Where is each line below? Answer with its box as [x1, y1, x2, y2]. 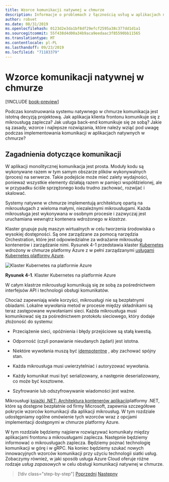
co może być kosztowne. [12, 378, 64, 384]
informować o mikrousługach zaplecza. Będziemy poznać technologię [5, 440, 151, 446]
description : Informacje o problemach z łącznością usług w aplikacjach [5, 12, 161, 17]
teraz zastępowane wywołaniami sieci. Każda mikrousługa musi [5, 308, 137, 314]
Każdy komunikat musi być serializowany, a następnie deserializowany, [12, 373, 160, 379]
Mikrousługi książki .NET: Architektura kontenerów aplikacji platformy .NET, [5, 398, 160, 404]
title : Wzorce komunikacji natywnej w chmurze [5, 7, 105, 13]
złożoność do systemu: [5, 318, 53, 325]
